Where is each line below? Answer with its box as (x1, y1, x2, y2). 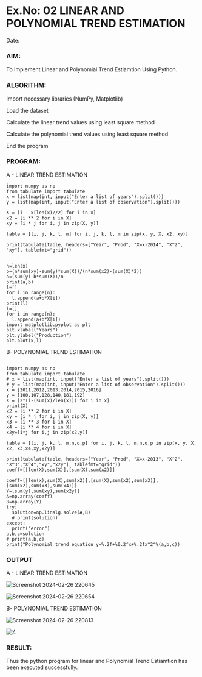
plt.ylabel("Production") (6, 332, 72, 338)
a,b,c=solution (6, 531, 45, 537)
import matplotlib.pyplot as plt (6, 321, 91, 328)
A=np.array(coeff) (6, 493, 53, 500)
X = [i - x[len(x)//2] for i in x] (6, 210, 96, 216)
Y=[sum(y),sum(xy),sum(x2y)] (6, 488, 80, 494)
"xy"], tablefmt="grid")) (6, 247, 72, 253)
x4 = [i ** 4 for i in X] (6, 424, 72, 430)
